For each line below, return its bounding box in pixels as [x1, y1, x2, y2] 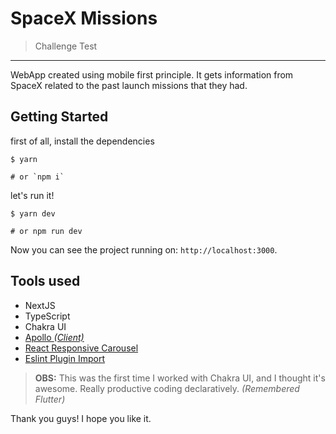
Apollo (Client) [24, 331, 85, 343]
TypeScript [24, 310, 71, 322]
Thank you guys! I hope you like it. [10, 412, 152, 424]
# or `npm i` [10, 172, 65, 182]
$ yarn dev [10, 208, 56, 219]
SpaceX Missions [10, 7, 158, 30]
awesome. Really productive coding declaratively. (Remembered [34, 382, 300, 394]
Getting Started [10, 108, 109, 126]
